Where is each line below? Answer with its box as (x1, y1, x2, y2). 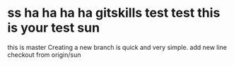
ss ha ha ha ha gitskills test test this (7, 5, 221, 21)
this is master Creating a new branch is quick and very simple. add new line (7, 43, 228, 51)
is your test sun (7, 20, 100, 36)
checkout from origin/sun (7, 51, 81, 59)
